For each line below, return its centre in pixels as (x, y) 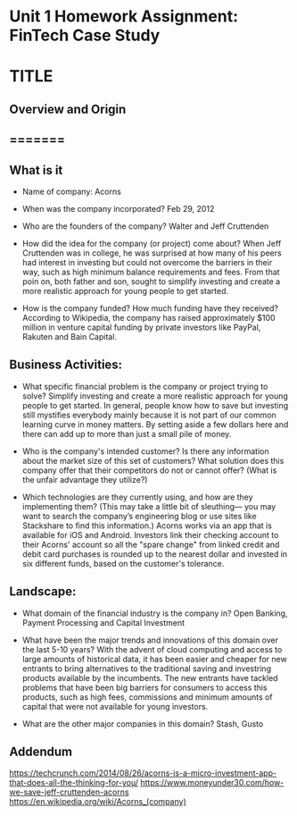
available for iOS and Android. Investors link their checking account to (150, 534)
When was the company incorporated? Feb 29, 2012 (118, 208)
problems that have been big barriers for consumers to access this (144, 687)
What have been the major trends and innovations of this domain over (150, 640)
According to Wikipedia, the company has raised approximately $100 (148, 317)
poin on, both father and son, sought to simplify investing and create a (151, 281)
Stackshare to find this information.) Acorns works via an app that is (147, 526)
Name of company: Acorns (72, 191)
